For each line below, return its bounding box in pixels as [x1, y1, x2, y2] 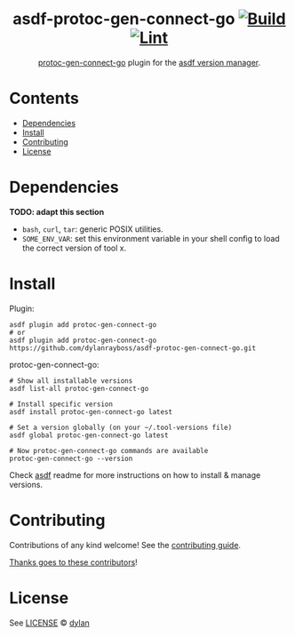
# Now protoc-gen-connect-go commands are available [9, 446, 209, 455]
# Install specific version [9, 400, 114, 409]
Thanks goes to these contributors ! [9, 556, 138, 568]
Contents [9, 89, 80, 108]
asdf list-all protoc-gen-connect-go [9, 384, 149, 393]
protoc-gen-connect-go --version [9, 454, 133, 463]
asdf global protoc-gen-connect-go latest [9, 431, 169, 440]
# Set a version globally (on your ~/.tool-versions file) [9, 423, 233, 432]
